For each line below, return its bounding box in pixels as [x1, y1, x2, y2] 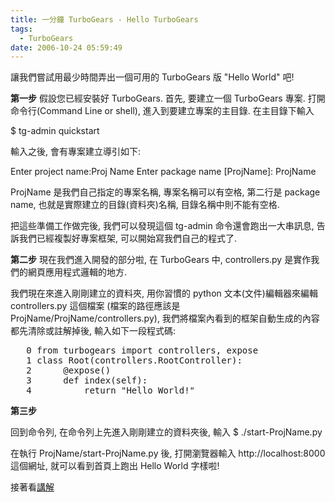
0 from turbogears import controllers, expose [26, 345, 259, 356]
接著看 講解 [10, 481, 55, 493]
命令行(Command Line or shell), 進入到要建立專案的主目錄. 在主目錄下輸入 [10, 105, 315, 117]
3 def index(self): [26, 375, 148, 386]
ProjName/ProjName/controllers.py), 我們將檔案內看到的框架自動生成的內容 [10, 312, 320, 325]
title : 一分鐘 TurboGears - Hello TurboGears [10, 14, 199, 25]
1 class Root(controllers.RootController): [26, 355, 243, 366]
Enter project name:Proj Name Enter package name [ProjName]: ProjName [10, 166, 317, 178]
